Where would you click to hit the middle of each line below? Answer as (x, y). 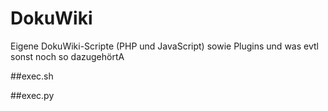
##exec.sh (32, 76)
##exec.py (32, 95)
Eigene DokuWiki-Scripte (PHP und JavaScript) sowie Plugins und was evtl (164, 46)
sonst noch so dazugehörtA (67, 56)
